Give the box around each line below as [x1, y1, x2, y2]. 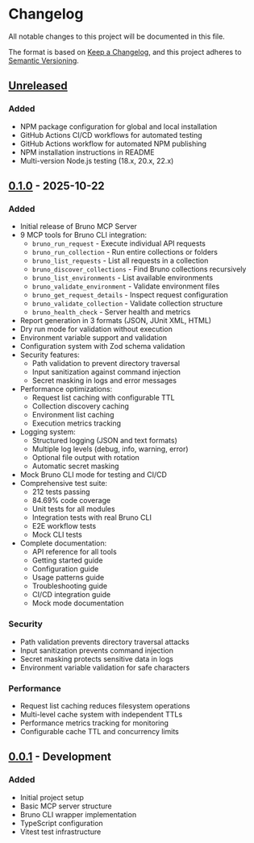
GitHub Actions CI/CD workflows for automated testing [19, 130, 203, 139]
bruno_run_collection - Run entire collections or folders [31, 247, 218, 257]
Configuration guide [31, 564, 99, 574]
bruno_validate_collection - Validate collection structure [31, 299, 223, 309]
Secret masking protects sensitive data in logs [19, 654, 173, 663]
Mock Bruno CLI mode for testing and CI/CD [19, 470, 168, 480]
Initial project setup [19, 792, 85, 802]
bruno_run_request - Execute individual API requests [31, 239, 206, 248]
